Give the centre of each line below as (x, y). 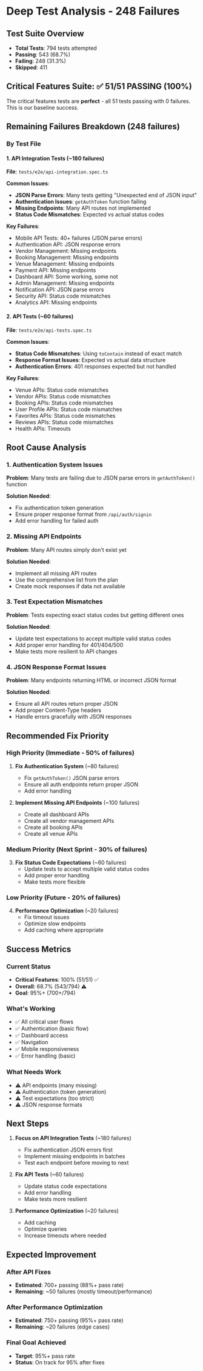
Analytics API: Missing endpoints (56, 303)
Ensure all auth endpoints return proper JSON (81, 784)
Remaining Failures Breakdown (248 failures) (93, 126)
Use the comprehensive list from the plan (66, 580)
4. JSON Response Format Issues (56, 667)
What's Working (31, 1009)
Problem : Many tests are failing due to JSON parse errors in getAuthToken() (101, 478)
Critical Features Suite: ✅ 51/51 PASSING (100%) (99, 86)
